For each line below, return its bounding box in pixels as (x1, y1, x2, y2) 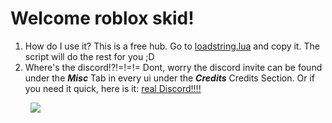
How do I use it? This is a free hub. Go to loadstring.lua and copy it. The (24, 40, 320, 52)
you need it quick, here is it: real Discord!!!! (24, 82, 202, 94)
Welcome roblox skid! (10, 7, 195, 30)
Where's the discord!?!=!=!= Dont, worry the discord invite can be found (24, 61, 323, 73)
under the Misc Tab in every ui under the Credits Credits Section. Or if (24, 72, 315, 84)
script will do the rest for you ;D (24, 50, 155, 62)
